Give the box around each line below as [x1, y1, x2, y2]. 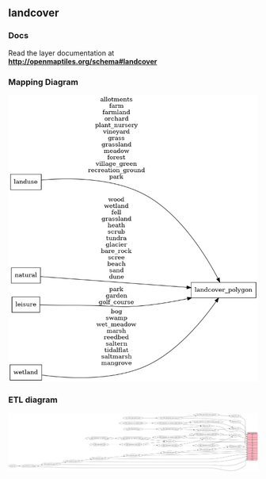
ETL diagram [8, 394, 58, 405]
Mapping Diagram [8, 76, 79, 87]
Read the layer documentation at [8, 48, 115, 58]
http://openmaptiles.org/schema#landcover [8, 56, 158, 66]
